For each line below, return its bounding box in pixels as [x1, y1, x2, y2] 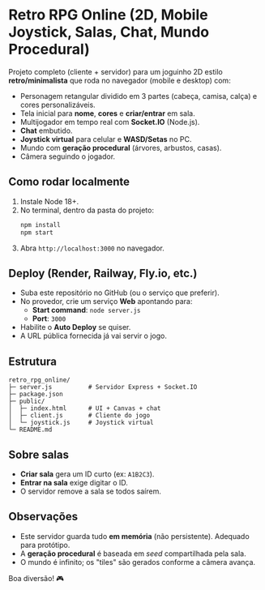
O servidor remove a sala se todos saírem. [19, 486, 162, 496]
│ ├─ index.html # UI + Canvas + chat [8, 404, 161, 413]
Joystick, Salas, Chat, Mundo [8, 23, 210, 41]
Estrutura [8, 354, 58, 368]
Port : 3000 [32, 314, 66, 323]
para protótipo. [19, 540, 71, 549]
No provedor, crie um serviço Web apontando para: [19, 297, 193, 306]
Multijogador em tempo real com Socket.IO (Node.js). [19, 117, 200, 126]
